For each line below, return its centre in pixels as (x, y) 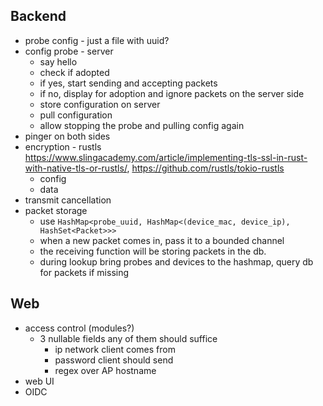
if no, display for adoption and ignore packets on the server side (172, 93)
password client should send (114, 360)
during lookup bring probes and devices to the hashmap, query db (176, 261)
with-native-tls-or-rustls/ (76, 168)
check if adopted (74, 72)
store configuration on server (100, 104)
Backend (38, 16)
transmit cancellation (68, 200)
